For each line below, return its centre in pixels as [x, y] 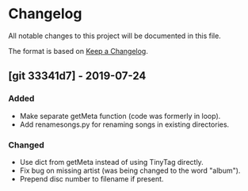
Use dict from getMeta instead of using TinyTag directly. [111, 162]
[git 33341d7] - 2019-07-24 [77, 76]
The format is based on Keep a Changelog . [78, 51]
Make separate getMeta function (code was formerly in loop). [120, 116]
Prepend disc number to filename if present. [92, 178]
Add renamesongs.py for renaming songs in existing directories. [124, 124]
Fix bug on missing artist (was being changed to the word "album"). [130, 170]
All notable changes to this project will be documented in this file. [115, 36]
